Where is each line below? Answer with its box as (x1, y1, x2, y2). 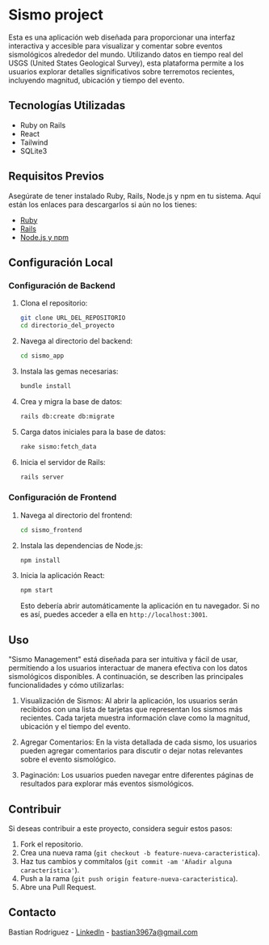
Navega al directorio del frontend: (19, 510, 132, 520)
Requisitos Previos (8, 170, 105, 184)
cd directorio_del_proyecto (19, 322, 115, 330)
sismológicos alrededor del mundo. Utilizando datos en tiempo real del (8, 49, 244, 59)
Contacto (8, 905, 57, 919)
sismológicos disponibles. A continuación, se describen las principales (8, 672, 244, 681)
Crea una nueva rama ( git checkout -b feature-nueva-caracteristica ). (19, 847, 260, 858)
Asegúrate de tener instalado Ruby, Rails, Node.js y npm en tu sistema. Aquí (8, 191, 261, 200)
